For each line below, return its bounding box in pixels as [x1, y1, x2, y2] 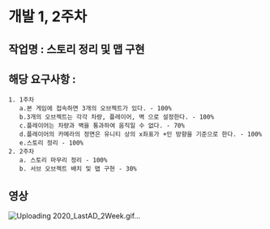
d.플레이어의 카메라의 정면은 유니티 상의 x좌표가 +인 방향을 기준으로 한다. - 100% [19, 131, 263, 139]
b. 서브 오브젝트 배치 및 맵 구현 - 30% [19, 165, 137, 173]
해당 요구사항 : [8, 72, 76, 86]
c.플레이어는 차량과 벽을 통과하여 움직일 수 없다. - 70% [19, 122, 185, 130]
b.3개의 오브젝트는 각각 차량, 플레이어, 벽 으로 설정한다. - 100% [19, 113, 215, 122]
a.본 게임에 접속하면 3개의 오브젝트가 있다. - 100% [19, 105, 172, 113]
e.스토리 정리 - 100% [19, 139, 84, 147]
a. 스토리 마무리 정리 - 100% [19, 156, 108, 165]
